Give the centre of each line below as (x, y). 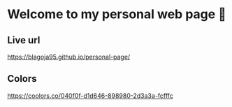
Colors (22, 79)
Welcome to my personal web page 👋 (117, 14)
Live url (24, 40)
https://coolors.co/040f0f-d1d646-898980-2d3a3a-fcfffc (90, 95)
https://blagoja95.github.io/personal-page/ (69, 57)
